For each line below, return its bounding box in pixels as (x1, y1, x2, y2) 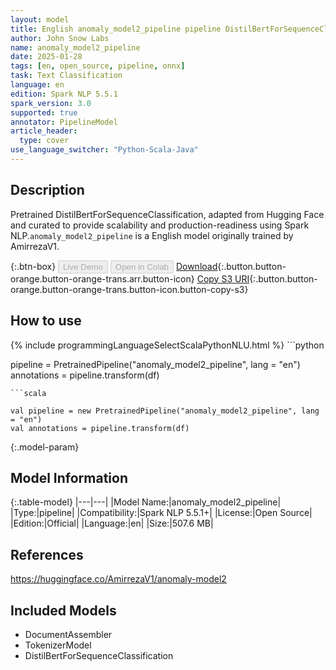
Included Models (10, 602, 117, 619)
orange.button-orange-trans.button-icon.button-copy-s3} (10, 283, 249, 295)
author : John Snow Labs (10, 33, 110, 43)
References (10, 546, 84, 563)
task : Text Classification (10, 71, 123, 81)
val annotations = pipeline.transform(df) (10, 423, 190, 433)
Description (10, 182, 85, 199)
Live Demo (63, 261, 103, 272)
